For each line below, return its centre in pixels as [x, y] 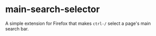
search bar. [17, 28]
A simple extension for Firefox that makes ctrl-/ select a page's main [78, 23]
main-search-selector [53, 9]
